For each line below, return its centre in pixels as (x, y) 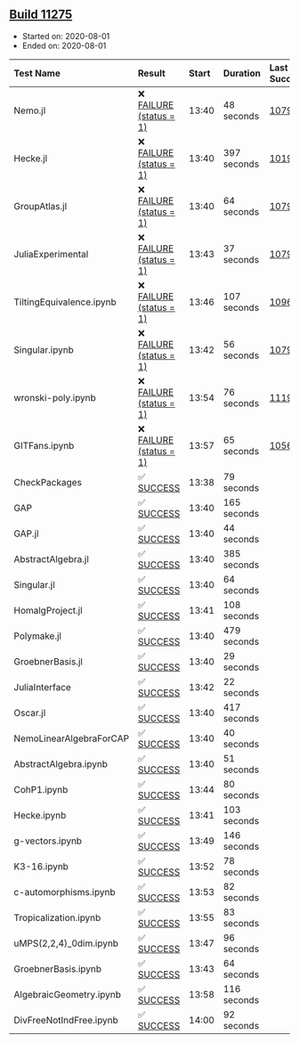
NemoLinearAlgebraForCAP (72, 738)
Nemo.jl (30, 110)
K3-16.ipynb (41, 866)
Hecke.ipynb (40, 815)
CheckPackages (48, 482)
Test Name (37, 73)
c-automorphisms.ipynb (65, 892)
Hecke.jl (31, 158)
